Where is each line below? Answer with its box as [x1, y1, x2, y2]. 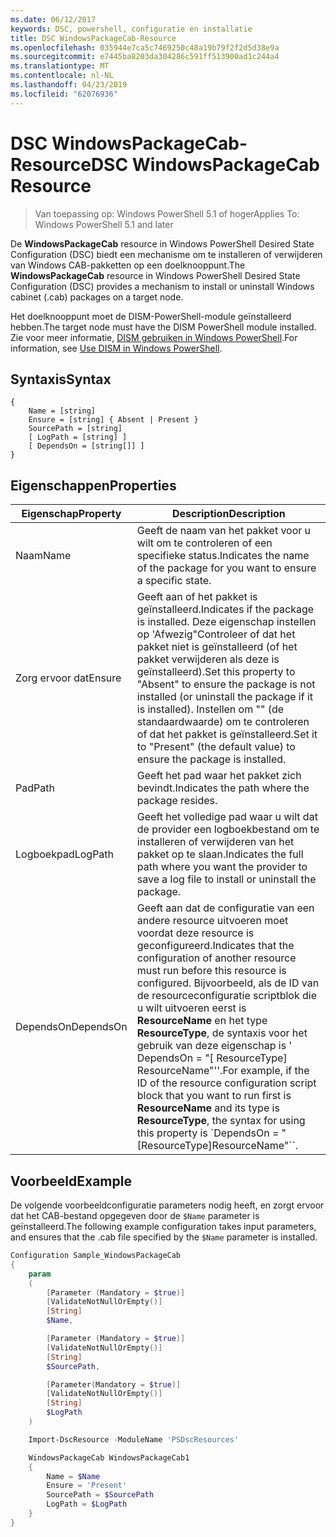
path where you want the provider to [136, 860, 308, 874]
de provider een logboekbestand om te [136, 822, 320, 836]
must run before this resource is [136, 964, 287, 978]
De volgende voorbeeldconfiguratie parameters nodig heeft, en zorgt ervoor [10, 1199, 325, 1211]
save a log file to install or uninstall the [136, 872, 317, 886]
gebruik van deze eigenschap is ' [136, 1039, 293, 1053]
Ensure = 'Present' [46, 1481, 128, 1491]
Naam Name [15, 549, 72, 563]
